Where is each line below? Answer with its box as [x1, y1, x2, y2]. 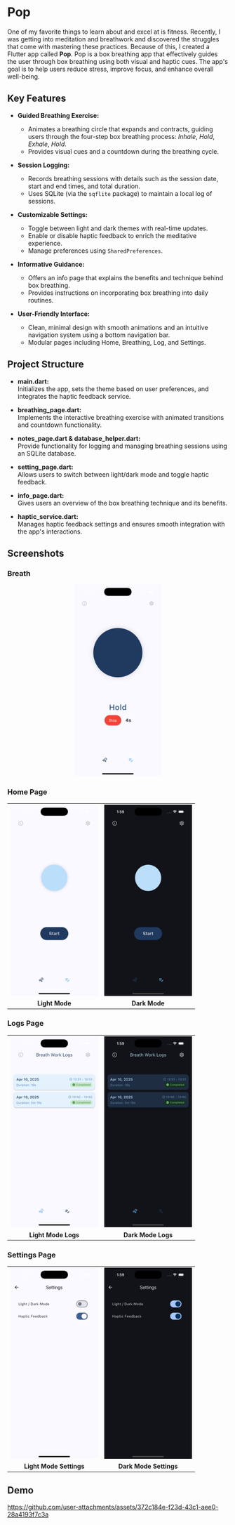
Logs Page [7, 1019, 44, 1029]
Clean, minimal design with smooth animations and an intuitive [27, 323, 208, 331]
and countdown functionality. [17, 421, 102, 429]
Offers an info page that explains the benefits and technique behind [27, 273, 223, 282]
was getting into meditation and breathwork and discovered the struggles [7, 34, 220, 43]
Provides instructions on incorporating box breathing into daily [27, 289, 208, 297]
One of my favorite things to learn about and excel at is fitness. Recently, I [7, 27, 221, 36]
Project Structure [7, 359, 84, 371]
